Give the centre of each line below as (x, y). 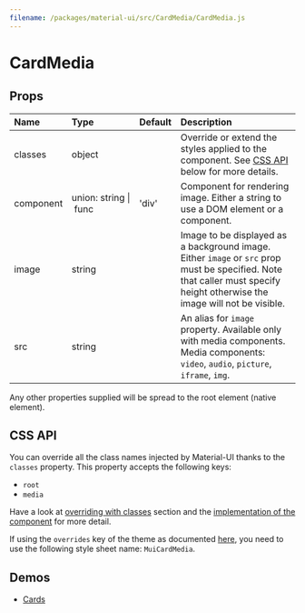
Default (156, 122)
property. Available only (231, 329)
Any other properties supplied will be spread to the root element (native (143, 397)
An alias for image (217, 317)
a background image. (225, 246)
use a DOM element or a (232, 208)
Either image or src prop (231, 257)
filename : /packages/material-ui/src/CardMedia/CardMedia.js (128, 18)
